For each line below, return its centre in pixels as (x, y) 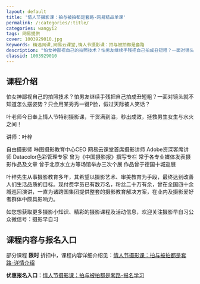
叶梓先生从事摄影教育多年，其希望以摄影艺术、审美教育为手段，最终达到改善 (100, 177)
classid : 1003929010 (32, 56)
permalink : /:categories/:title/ (48, 23)
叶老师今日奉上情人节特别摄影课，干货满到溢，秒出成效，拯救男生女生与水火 (100, 117)
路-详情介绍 (21, 263)
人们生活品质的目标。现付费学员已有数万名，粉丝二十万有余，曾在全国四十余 (100, 184)
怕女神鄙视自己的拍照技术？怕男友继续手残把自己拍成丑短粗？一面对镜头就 (97, 97)
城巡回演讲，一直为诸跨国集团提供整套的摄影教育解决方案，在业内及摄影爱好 (100, 192)
